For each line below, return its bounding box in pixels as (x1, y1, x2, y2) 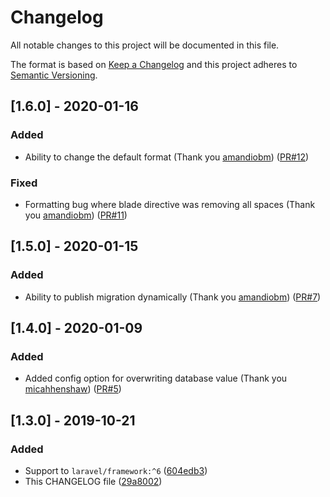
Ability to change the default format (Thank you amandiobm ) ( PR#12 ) (24, 151, 310, 163)
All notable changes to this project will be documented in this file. (10, 39, 280, 51)
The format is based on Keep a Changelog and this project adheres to (10, 58, 298, 70)
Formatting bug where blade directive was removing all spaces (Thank (24, 198, 316, 210)
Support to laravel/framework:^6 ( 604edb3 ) (24, 464, 208, 476)
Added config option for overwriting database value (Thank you (24, 372, 288, 385)
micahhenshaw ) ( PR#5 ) (24, 383, 122, 395)
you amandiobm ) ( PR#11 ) (24, 209, 128, 221)
